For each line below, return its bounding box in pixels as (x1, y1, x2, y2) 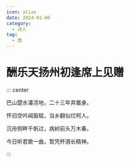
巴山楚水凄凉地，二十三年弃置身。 (6, 98, 92, 106)
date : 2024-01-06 (6, 15, 51, 21)
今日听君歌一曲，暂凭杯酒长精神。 (6, 138, 92, 145)
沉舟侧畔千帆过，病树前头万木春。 (6, 125, 92, 132)
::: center (6, 86, 29, 94)
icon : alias (6, 9, 37, 15)
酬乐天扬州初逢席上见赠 (6, 65, 125, 79)
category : (6, 20, 32, 26)
